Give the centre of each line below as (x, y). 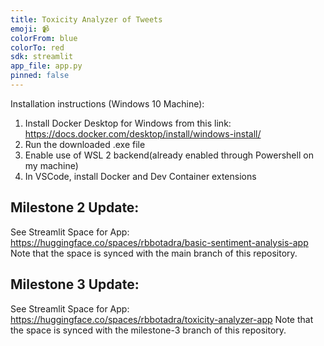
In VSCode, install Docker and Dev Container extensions (140, 176)
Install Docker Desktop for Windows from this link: (128, 123)
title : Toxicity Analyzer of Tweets (86, 19)
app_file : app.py (46, 66)
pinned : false (40, 76)
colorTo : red (37, 47)
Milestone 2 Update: (75, 207)
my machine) (51, 165)
